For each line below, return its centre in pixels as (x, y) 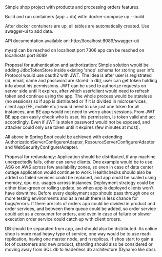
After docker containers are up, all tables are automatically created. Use (77, 26)
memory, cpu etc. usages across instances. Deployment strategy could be (80, 183)
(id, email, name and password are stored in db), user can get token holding (81, 81)
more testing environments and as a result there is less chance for (71, 198)
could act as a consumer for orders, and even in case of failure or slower (78, 214)
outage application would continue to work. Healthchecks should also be (78, 172)
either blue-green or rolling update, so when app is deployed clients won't (79, 188)
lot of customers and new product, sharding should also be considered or (79, 244)
